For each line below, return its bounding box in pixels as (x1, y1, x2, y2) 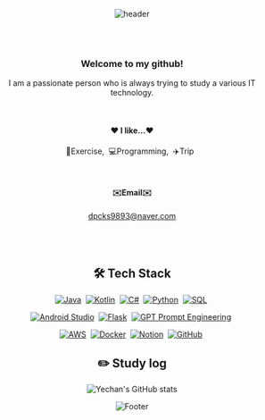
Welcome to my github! (80, 57, 184, 70)
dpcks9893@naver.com (87, 210, 177, 221)
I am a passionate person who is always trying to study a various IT (8, 78, 256, 88)
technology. (110, 88, 154, 98)
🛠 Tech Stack (93, 266, 171, 281)
